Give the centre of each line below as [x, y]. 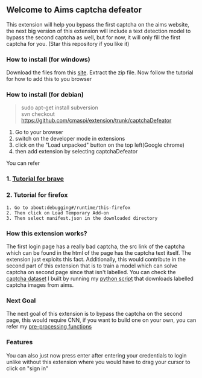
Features [20, 342]
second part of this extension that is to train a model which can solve [92, 266]
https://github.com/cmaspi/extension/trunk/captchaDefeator [96, 121]
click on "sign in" [27, 368]
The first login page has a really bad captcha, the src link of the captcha [96, 246]
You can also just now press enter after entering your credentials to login [96, 355]
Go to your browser [39, 132]
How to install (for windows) [48, 59]
